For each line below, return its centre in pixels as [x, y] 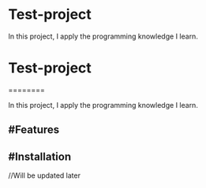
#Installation [40, 156]
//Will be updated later [45, 175]
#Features [34, 130]
